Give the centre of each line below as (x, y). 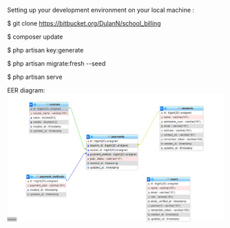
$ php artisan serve (35, 77)
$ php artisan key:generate (45, 50)
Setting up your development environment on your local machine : (101, 10)
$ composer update (35, 37)
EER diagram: (26, 90)
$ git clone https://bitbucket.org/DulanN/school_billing (84, 23)
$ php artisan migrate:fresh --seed (56, 64)
